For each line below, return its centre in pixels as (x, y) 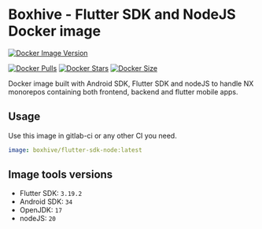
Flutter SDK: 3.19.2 (51, 194)
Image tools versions (61, 175)
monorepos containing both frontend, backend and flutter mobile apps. (123, 91)
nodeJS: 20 (38, 219)
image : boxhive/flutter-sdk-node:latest (76, 150)
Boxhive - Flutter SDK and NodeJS (122, 15)
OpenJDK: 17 (41, 210)
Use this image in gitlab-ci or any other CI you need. (92, 135)
